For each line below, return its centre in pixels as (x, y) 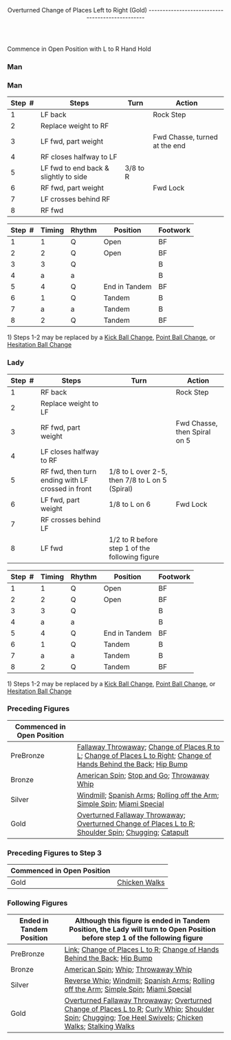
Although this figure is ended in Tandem (142, 921)
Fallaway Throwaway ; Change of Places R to (148, 747)
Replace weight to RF (75, 126)
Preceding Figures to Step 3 (54, 852)
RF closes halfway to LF (79, 157)
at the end (169, 146)
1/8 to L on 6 (130, 504)
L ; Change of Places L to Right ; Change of (144, 755)
